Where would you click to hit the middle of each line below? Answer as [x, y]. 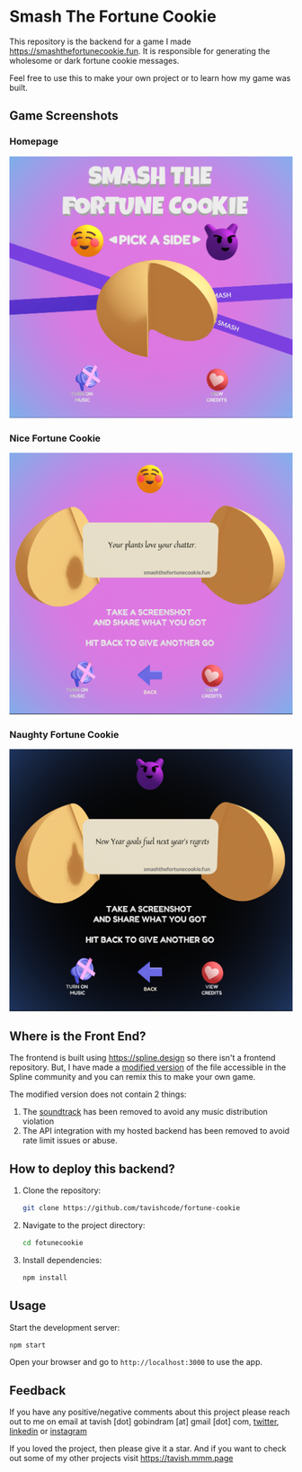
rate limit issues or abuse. [70, 1141]
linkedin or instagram [48, 1432]
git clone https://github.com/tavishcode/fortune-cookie [131, 1208]
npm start [28, 1345]
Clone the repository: [62, 1190]
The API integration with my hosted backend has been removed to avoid [156, 1131]
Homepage [34, 141]
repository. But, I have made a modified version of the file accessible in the [148, 1067]
